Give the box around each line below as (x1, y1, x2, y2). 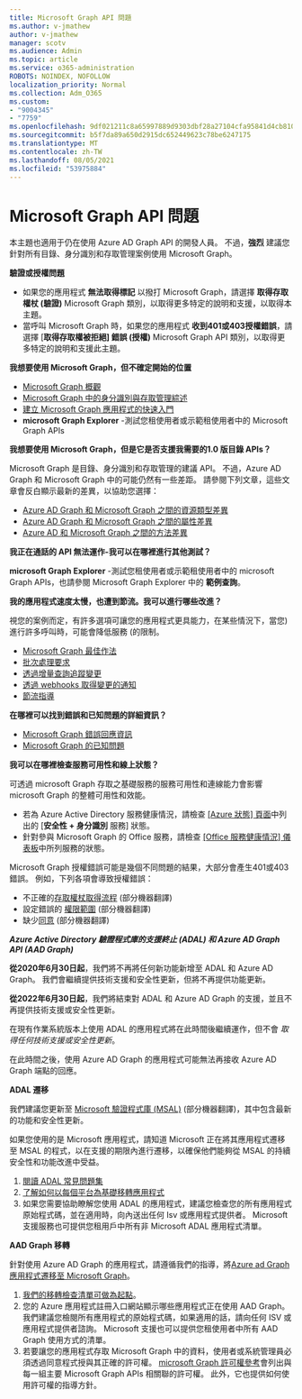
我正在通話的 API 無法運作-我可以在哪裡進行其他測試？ (9, 546, 211, 557)
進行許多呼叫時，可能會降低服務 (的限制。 (9, 626, 164, 637)
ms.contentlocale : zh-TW (9, 147, 102, 156)
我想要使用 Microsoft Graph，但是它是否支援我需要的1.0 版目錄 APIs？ (9, 443, 271, 455)
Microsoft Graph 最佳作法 (22, 645, 117, 656)
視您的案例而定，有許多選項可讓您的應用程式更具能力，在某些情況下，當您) (9, 615, 289, 626)
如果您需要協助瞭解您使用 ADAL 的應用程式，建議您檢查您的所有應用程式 (22, 1198, 292, 1209)
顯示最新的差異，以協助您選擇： (40, 486, 159, 497)
